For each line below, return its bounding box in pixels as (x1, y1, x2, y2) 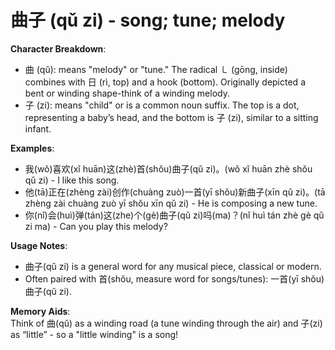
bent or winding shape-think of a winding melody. (24, 87, 230, 99)
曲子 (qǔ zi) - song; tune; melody (10, 9, 286, 32)
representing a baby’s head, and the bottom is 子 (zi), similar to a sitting (24, 111, 319, 123)
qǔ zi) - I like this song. (24, 174, 120, 186)
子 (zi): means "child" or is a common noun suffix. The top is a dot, (24, 99, 300, 111)
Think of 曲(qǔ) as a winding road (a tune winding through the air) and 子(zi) (10, 317, 323, 329)
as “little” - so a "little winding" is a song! (10, 328, 179, 340)
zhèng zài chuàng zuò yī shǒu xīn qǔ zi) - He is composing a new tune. (24, 197, 318, 209)
